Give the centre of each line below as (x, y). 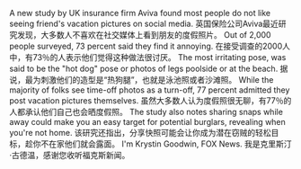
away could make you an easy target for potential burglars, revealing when (147, 122)
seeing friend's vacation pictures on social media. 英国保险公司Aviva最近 (144, 23)
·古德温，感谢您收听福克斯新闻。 (70, 155)
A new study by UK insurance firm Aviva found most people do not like (140, 13)
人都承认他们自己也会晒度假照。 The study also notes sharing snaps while (146, 112)
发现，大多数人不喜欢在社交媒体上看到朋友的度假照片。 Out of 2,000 (144, 35)
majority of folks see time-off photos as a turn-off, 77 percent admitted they (150, 90)
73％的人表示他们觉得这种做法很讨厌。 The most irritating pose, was (159, 57)
